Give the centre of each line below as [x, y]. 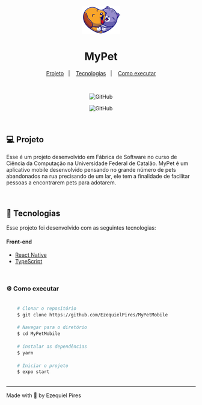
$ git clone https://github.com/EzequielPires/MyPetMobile [93, 315]
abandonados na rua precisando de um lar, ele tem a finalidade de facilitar [98, 176]
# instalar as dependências [52, 347]
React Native [31, 255]
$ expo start [33, 372]
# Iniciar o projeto [43, 366]
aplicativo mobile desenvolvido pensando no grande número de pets [91, 170]
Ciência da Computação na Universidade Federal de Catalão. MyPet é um [97, 163]
